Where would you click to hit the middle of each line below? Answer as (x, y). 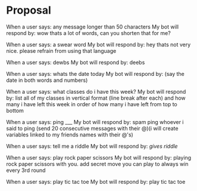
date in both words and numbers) (47, 80)
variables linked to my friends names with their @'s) (70, 135)
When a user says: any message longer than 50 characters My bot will (93, 27)
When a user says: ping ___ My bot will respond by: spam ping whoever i (95, 122)
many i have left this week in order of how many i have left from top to (92, 104)
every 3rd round (26, 170)
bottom (15, 110)
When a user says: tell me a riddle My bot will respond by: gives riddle (92, 146)
